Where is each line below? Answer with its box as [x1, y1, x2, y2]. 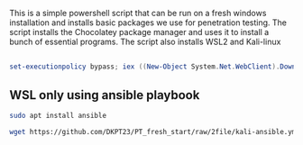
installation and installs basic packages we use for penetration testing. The [9, 17, 287, 28]
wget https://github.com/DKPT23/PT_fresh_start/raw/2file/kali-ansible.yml [9, 127, 300, 136]
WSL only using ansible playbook [9, 87, 200, 103]
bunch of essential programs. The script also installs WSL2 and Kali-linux [9, 36, 281, 47]
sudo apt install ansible [9, 112, 106, 121]
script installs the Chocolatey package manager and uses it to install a [9, 27, 270, 37]
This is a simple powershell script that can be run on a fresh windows [9, 8, 267, 18]
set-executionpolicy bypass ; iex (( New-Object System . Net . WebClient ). [9, 62, 280, 71]
